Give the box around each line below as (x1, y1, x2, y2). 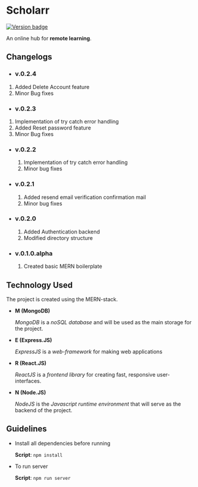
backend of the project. (14, 406, 73, 413)
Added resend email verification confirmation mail (23, 194, 146, 201)
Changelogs (6, 52, 52, 62)
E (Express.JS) (14, 336, 52, 343)
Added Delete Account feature (14, 83, 90, 90)
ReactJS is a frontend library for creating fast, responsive (14, 371, 156, 378)
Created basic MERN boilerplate (23, 263, 102, 270)
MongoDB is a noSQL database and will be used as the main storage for (14, 318, 192, 325)
